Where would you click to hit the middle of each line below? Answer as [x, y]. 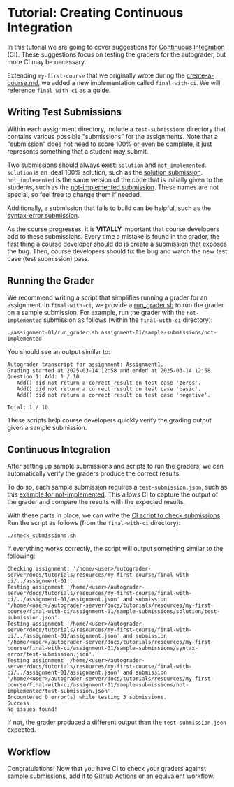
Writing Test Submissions [65, 112]
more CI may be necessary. [47, 61]
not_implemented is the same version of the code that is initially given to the [115, 179]
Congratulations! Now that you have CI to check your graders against [107, 769]
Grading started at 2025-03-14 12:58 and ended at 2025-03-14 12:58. [111, 370]
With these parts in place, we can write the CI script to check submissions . [115, 515]
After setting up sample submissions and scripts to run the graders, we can [115, 466]
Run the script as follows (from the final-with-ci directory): [94, 523]
